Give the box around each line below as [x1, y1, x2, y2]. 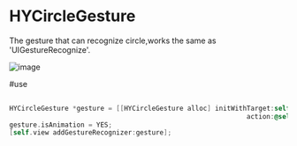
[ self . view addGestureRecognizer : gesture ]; [9, 128, 172, 137]
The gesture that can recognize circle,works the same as [9, 35, 217, 46]
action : [246, 112, 275, 120]
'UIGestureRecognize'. [9, 44, 91, 55]
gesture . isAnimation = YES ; [9, 120, 113, 129]
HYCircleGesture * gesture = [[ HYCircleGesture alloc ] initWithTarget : [9, 104, 275, 113]
